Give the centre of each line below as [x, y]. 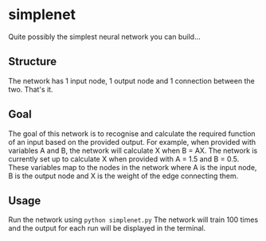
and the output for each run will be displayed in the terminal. [107, 228]
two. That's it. [31, 89]
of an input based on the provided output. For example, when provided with [132, 142]
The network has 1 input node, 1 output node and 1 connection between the [131, 80]
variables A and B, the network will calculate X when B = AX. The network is [133, 150]
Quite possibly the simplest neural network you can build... [104, 37]
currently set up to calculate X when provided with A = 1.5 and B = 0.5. [124, 159]
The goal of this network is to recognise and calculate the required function [132, 134]
